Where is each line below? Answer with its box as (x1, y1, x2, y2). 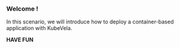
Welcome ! (6, 4, 39, 13)
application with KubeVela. (6, 25, 73, 32)
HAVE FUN (6, 36, 34, 43)
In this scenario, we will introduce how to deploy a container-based (6, 18, 174, 25)
